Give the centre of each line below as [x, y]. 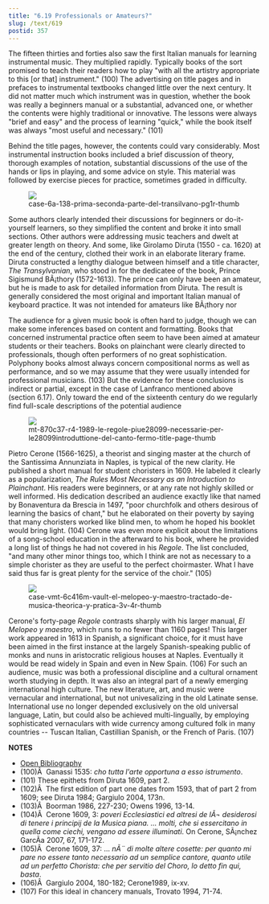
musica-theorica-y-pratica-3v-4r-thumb [95, 606]
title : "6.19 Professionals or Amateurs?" [80, 16]
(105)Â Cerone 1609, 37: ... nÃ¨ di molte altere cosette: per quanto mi [135, 849]
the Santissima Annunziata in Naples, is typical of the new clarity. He [122, 462]
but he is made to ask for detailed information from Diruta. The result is [126, 288]
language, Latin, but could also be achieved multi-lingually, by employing [129, 715]
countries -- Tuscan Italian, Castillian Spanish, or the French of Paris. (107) [131, 732]
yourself [22, 228]
